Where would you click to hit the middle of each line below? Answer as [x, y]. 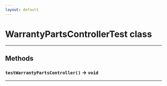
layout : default [22, 10]
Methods [19, 58]
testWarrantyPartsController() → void [52, 72]
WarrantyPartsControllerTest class [79, 34]
